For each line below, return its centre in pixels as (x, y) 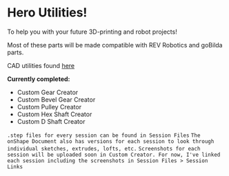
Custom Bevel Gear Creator (56, 99)
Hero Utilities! (47, 13)
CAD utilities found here (41, 65)
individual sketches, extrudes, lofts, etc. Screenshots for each (104, 148)
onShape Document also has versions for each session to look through (111, 141)
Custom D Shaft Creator (51, 121)
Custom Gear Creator (48, 92)
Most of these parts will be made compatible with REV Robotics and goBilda (115, 45)
